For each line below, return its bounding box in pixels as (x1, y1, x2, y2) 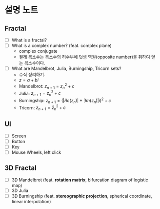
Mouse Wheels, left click (11, 149, 61, 155)
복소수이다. (24, 60, 45, 66)
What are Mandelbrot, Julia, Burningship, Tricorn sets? (11, 65, 121, 71)
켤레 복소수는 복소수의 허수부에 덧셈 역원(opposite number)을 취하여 (19, 54, 150, 60)
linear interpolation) (11, 199, 51, 205)
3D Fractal (4, 164, 37, 172)
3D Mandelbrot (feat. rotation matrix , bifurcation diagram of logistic (11, 177, 148, 183)
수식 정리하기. (19, 72, 45, 78)
